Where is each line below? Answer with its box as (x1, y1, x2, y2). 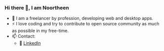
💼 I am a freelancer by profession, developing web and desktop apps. (11, 16, 154, 21)
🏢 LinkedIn (19, 40, 41, 46)
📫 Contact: (11, 34, 36, 39)
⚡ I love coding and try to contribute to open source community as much (11, 21, 160, 27)
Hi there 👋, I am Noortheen (4, 4, 70, 11)
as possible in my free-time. (11, 28, 69, 34)
